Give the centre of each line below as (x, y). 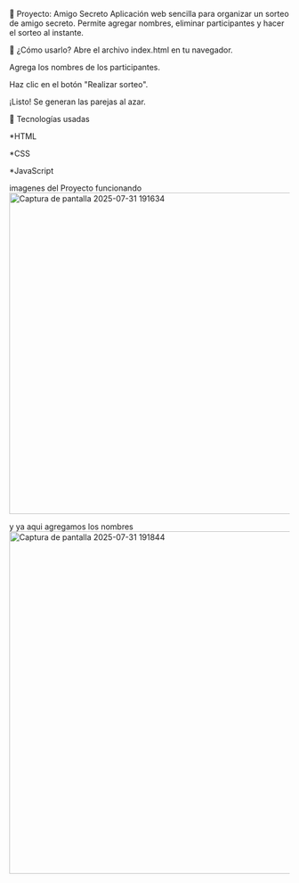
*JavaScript (32, 171)
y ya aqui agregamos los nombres (71, 527)
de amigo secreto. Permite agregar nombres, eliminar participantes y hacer (147, 23)
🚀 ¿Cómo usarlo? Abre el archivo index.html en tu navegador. (121, 50)
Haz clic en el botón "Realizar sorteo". (79, 84)
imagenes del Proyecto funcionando (76, 188)
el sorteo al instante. (47, 33)
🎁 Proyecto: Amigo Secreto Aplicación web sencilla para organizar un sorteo (149, 14)
